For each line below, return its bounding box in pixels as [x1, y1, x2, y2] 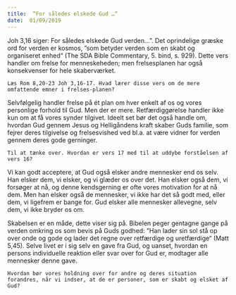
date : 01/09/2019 [7, 17, 61, 24]
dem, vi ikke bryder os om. [7, 205, 85, 213]
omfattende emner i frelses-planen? [7, 86, 115, 93]
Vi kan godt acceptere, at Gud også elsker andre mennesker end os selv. [7, 168, 218, 176]
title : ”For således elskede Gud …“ [7, 10, 118, 18]
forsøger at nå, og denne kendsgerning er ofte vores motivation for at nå [7, 182, 218, 191]
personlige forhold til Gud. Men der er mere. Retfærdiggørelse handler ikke [7, 106, 224, 114]
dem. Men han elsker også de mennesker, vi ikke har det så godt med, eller [7, 190, 225, 199]
